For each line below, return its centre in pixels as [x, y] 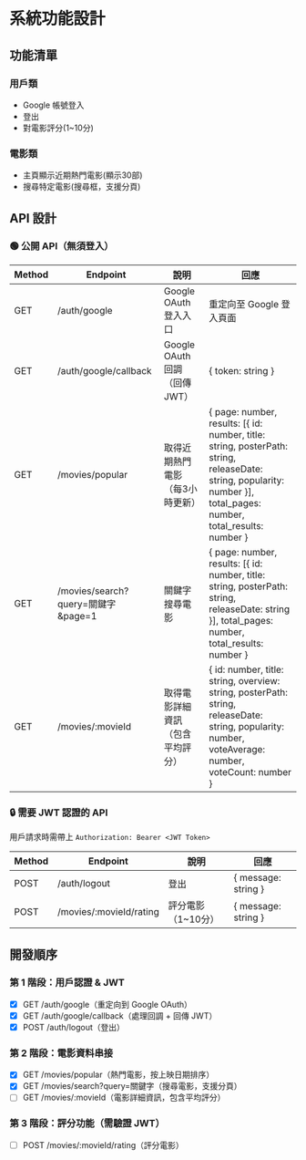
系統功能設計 [58, 19]
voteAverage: [237, 749]
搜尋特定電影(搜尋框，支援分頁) [82, 187]
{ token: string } [242, 370]
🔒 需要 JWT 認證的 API [59, 813]
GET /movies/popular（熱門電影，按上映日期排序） [118, 1075]
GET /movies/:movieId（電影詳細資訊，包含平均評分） [124, 1098]
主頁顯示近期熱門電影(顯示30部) [82, 175]
